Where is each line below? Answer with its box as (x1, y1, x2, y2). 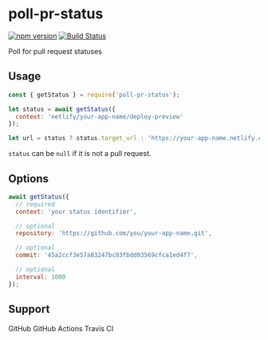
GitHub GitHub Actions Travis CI (8, 323, 114, 333)
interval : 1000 (15, 272, 66, 281)
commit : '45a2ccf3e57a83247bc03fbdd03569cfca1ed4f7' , (15, 252, 198, 260)
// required (15, 200, 56, 208)
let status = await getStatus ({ (8, 105, 116, 113)
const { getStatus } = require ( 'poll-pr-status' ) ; (8, 91, 180, 99)
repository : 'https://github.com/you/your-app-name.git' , (15, 229, 213, 237)
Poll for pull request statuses (8, 46, 102, 56)
